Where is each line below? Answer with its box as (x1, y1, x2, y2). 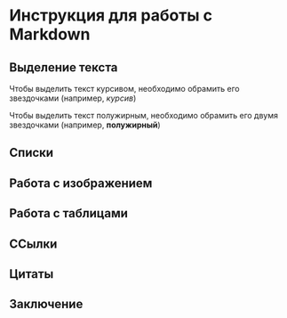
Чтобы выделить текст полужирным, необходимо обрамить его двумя (9, 110, 278, 120)
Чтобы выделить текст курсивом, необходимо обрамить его (9, 84, 240, 94)
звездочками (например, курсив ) (9, 93, 137, 103)
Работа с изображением (9, 175, 153, 191)
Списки (9, 145, 54, 160)
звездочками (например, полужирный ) (9, 119, 162, 130)
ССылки (9, 236, 58, 251)
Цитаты (9, 266, 54, 281)
